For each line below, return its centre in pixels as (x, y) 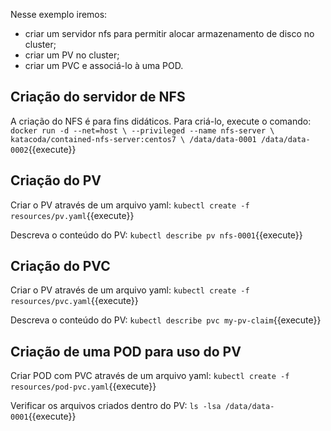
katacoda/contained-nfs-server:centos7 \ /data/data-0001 (133, 139)
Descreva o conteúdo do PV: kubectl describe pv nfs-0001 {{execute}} (156, 235)
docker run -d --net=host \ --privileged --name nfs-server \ (142, 130)
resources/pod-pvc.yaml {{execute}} (83, 386)
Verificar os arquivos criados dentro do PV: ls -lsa (116, 406)
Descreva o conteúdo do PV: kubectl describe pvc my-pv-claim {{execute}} (166, 320)
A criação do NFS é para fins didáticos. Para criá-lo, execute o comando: (161, 121)
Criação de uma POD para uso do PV (126, 351)
